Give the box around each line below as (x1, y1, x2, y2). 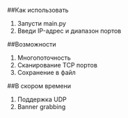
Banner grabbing (17, 103, 66, 110)
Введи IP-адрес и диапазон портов (17, 27, 122, 35)
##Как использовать (7, 6, 69, 14)
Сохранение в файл (17, 69, 77, 76)
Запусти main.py (17, 19, 66, 27)
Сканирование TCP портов (17, 61, 97, 69)
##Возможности (7, 40, 57, 48)
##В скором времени (7, 82, 72, 90)
